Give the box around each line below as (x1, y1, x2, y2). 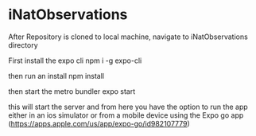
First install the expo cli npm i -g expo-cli (8, 56, 142, 65)
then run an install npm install (8, 71, 105, 80)
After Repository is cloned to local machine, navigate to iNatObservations (8, 32, 248, 41)
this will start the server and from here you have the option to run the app (8, 102, 248, 111)
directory (8, 40, 38, 49)
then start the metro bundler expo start (8, 86, 136, 96)
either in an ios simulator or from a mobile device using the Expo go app (8, 110, 244, 120)
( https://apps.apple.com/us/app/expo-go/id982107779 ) (8, 119, 191, 128)
